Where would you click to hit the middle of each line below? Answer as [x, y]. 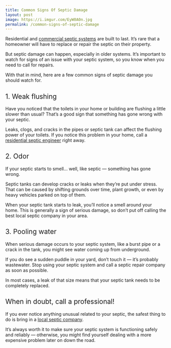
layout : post [19, 15]
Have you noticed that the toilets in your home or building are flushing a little [86, 109]
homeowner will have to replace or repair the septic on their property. [78, 44]
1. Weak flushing [31, 96]
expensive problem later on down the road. [51, 340]
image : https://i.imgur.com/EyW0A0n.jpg [49, 19]
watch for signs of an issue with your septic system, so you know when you [85, 60]
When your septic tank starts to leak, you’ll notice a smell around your [79, 204]
